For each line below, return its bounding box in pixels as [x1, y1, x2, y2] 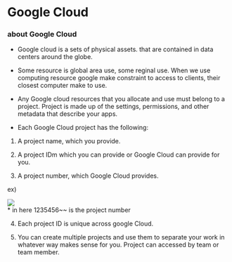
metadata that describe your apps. [17, 110, 118, 118]
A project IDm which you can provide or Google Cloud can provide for [17, 150, 220, 159]
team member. [17, 248, 60, 256]
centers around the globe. [17, 53, 93, 61]
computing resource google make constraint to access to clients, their [17, 74, 221, 82]
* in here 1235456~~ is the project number [7, 206, 131, 214]
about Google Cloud [7, 30, 77, 39]
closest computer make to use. [17, 81, 108, 90]
